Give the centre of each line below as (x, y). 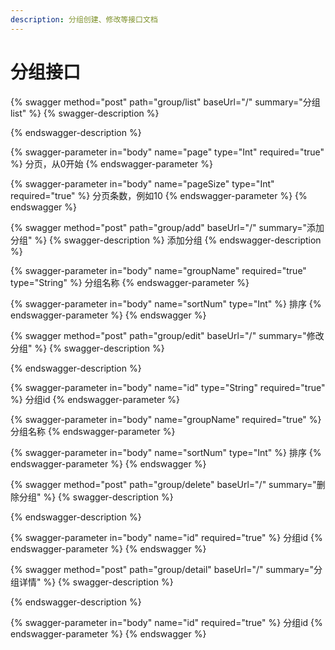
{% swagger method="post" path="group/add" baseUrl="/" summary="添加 (167, 227)
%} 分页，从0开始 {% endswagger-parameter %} (111, 163)
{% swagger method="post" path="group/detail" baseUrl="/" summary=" (162, 569)
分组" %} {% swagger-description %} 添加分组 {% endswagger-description (166, 240)
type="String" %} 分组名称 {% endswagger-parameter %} (130, 282)
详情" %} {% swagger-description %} (96, 582)
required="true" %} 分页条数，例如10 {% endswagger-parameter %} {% (159, 195)
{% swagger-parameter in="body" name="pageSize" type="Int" (142, 183)
